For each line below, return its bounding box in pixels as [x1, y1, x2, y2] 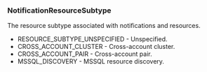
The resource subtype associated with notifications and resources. [7, 22, 201, 30]
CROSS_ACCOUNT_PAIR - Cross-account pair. [17, 50, 152, 58]
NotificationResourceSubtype [7, 6, 112, 15]
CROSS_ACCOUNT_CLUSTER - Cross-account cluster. [17, 43, 175, 51]
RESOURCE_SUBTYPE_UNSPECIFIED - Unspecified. [17, 35, 168, 43]
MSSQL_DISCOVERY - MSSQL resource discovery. [17, 57, 165, 66]
